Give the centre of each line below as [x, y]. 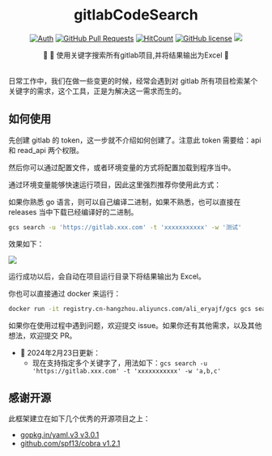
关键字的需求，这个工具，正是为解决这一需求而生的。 [97, 91]
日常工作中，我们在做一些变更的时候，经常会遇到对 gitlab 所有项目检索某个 [133, 81]
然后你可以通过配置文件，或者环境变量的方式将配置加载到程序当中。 [122, 167]
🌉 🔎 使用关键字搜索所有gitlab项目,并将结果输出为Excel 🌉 [136, 55]
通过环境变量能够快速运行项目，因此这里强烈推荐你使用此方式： [115, 185]
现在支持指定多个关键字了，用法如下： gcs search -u [120, 363]
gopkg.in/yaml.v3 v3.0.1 [59, 435]
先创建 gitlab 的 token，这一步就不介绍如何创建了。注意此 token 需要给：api [135, 140]
